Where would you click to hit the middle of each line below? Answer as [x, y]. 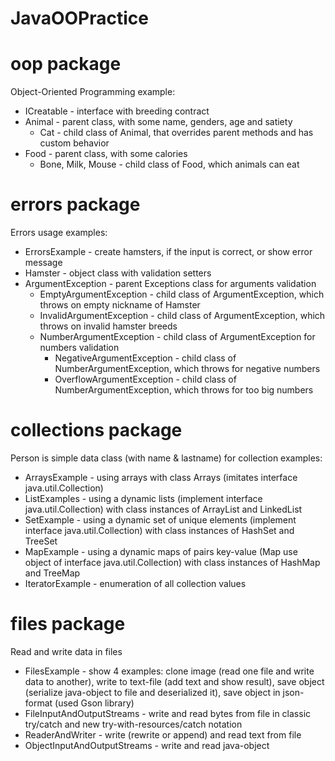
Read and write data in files [66, 651]
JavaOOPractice [79, 18]
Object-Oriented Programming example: [93, 92]
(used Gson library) [94, 703]
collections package [96, 430]
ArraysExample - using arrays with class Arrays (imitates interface [161, 477]
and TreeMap [52, 573]
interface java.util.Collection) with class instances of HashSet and [159, 530]
